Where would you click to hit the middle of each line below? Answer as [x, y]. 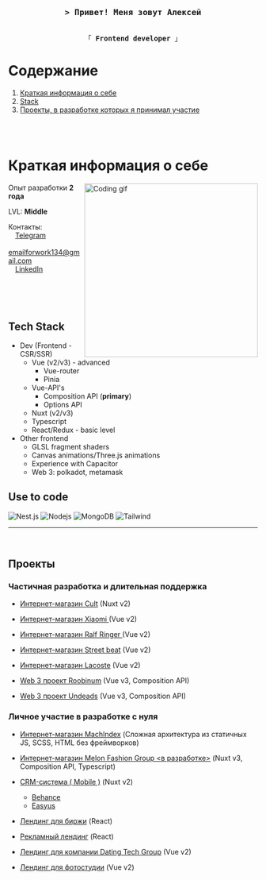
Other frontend [44, 438]
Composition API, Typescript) [68, 766]
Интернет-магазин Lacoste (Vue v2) [80, 666]
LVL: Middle [28, 212]
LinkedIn [29, 269]
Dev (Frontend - [46, 345]
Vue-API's [48, 388]
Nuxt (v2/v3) [52, 413]
